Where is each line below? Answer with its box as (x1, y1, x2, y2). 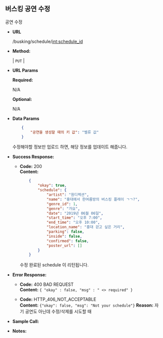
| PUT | (12, 58, 25, 64)
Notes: (12, 328, 27, 334)
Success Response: (12, 154, 54, 160)
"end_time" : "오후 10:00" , (46, 220, 100, 225)
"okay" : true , (37, 183, 67, 188)
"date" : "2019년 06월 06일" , (46, 211, 104, 216)
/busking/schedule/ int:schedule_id (12, 38, 83, 44)
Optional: (12, 96, 32, 102)
